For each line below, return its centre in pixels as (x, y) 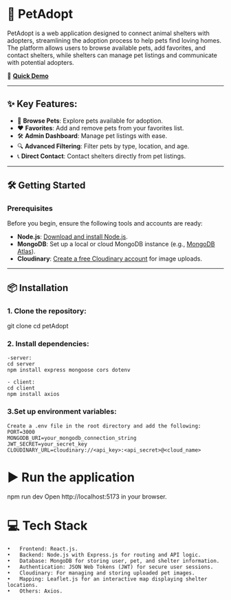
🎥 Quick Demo (28, 76)
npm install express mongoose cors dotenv (69, 370)
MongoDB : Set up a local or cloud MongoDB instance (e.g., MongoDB (116, 244)
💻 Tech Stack (47, 525)
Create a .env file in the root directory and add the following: (104, 426)
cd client (21, 388)
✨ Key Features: (42, 104)
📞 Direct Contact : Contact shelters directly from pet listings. (101, 156)
